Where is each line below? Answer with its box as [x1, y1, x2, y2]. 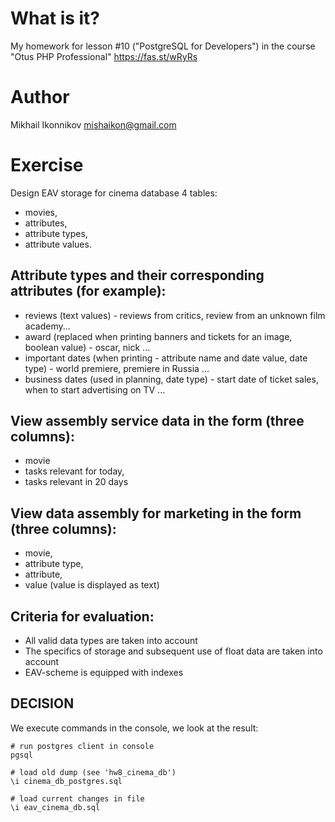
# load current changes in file [10, 793, 145, 804]
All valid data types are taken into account [24, 635, 198, 647]
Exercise [10, 154, 84, 177]
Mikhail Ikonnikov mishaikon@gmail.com [10, 118, 177, 131]
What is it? [10, 7, 101, 30]
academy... [24, 320, 71, 332]
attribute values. [24, 238, 92, 250]
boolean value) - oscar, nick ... [24, 341, 151, 353]
